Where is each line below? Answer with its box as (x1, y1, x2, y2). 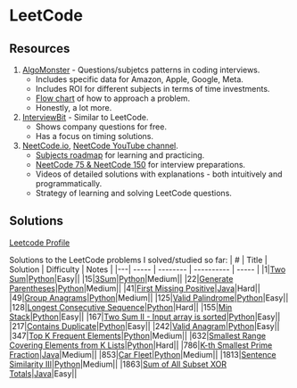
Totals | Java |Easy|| (9, 367, 78, 379)
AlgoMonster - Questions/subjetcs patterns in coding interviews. (21, 64, 260, 75)
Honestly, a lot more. (35, 103, 112, 112)
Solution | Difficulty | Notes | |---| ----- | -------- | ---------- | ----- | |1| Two (9, 264, 286, 275)
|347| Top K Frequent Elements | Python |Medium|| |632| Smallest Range (9, 330, 266, 341)
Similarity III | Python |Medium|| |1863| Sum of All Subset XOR (9, 359, 227, 369)
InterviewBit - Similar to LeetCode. (21, 112, 149, 122)
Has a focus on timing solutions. (35, 131, 154, 141)
